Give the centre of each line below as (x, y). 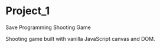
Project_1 (28, 11)
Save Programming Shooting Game (48, 27)
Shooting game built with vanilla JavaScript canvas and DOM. (80, 39)
